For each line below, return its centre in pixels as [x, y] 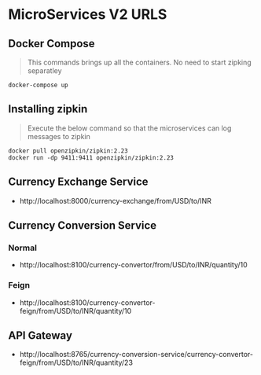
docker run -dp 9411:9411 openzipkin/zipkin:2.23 [91, 158]
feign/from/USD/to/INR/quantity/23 [76, 362]
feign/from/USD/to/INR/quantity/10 [75, 311]
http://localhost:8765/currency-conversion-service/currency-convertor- [136, 355]
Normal [23, 248]
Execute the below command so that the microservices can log [129, 128]
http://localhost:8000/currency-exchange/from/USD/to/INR [116, 200]
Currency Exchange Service [78, 182]
